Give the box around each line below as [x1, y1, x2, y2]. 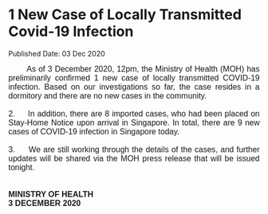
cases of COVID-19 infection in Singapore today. [8, 126, 179, 136]
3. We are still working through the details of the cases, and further [8, 145, 260, 154]
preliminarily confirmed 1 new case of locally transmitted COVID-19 [8, 73, 260, 83]
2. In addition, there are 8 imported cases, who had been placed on [8, 109, 260, 119]
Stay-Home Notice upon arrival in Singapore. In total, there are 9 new [8, 118, 260, 127]
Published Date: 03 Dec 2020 [8, 49, 105, 58]
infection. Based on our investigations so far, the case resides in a [8, 82, 260, 91]
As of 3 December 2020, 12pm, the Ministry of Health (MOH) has [26, 64, 260, 73]
